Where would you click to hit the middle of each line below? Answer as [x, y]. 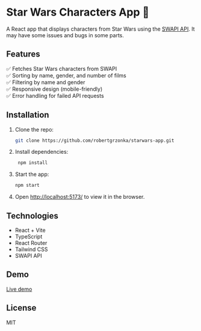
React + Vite [30, 230]
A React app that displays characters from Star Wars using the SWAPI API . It [100, 29]
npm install [33, 163]
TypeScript [29, 236]
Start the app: [32, 174]
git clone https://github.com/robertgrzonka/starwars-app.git [94, 141]
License [21, 308]
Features [23, 54]
